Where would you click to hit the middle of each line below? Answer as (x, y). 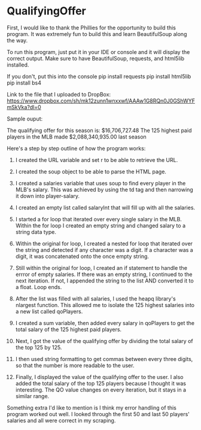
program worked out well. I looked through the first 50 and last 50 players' (98, 414)
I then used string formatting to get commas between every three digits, (104, 359)
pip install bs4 (24, 83)
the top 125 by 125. (39, 347)
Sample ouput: (25, 119)
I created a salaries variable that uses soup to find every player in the (100, 183)
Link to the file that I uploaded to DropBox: (59, 94)
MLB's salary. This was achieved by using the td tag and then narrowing (104, 190)
